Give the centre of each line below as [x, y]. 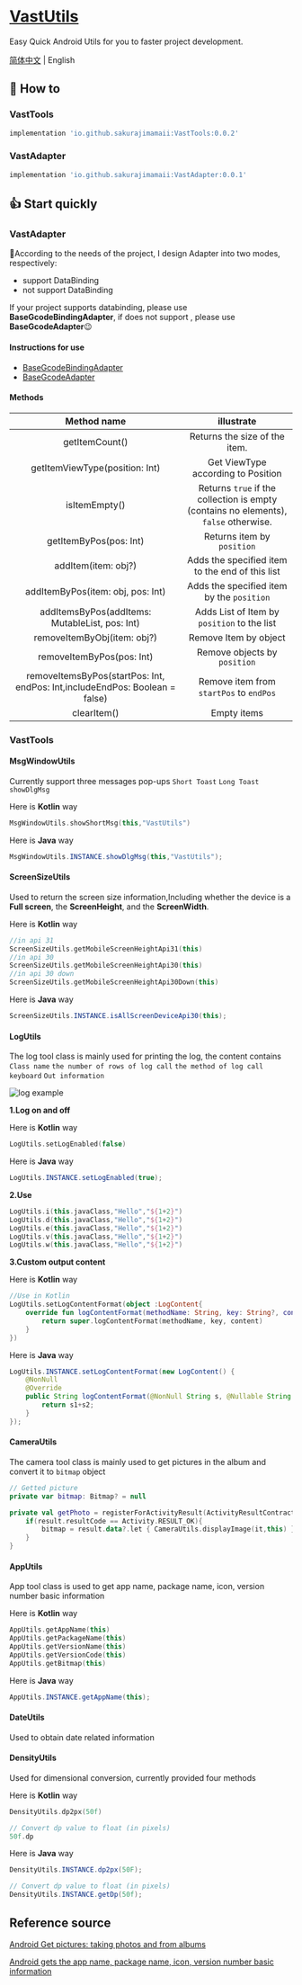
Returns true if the [237, 487]
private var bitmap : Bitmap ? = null [78, 1496]
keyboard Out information [57, 1077]
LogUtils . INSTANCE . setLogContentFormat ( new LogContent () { [122, 1372]
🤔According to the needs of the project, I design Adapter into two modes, [145, 254]
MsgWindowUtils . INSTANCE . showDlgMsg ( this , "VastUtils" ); [116, 856]
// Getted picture [44, 1488]
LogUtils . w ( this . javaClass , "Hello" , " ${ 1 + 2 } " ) [96, 1245]
